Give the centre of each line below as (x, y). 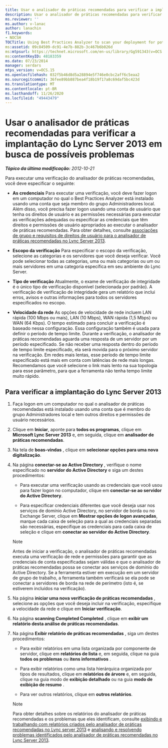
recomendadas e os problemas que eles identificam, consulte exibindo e (87, 719)
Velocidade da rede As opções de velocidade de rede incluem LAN (82, 312)
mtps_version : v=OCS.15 (30, 70)
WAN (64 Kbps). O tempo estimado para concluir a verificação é (79, 323)
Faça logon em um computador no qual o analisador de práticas (78, 404)
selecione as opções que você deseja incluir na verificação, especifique (87, 603)
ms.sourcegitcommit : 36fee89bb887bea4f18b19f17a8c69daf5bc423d (72, 79)
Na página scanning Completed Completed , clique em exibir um (80, 618)
